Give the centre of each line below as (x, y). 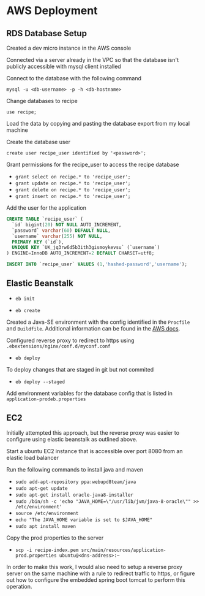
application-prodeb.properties (46, 399)
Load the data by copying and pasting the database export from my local (98, 124)
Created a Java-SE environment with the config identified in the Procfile (98, 322)
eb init (25, 299)
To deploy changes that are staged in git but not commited (80, 369)
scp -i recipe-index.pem (47, 550)
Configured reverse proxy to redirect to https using (70, 340)
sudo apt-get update (41, 488)
